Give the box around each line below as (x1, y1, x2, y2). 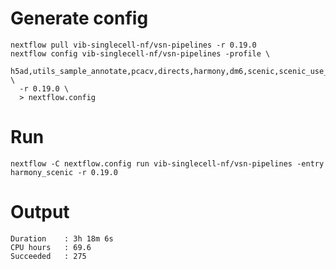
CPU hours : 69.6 (10, 242, 92, 252)
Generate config (10, 7, 149, 30)
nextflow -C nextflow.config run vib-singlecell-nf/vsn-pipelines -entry (10, 158, 325, 169)
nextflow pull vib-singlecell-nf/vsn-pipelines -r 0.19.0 (10, 40, 257, 50)
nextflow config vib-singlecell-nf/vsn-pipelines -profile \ (10, 48, 271, 59)
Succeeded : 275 (10, 251, 87, 261)
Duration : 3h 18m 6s (10, 233, 114, 244)
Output (10, 201, 70, 224)
